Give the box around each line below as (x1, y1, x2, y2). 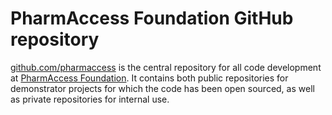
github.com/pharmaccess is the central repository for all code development (10, 61, 322, 73)
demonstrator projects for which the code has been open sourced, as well (10, 82, 315, 94)
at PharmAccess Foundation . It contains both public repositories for (10, 72, 289, 84)
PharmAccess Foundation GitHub (10, 7, 294, 30)
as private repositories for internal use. (10, 93, 170, 105)
